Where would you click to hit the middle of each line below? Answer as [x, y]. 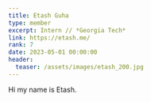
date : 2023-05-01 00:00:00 [53, 52]
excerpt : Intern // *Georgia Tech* [67, 30]
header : [21, 60]
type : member [30, 23]
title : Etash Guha [39, 15]
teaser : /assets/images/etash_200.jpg [80, 67]
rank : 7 [21, 45]
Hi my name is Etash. [43, 89]
